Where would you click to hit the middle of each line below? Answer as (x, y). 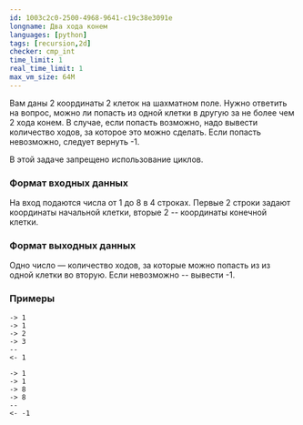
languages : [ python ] (49, 35)
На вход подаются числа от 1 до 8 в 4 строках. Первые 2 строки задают (150, 203)
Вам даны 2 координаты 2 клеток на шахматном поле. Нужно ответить (148, 103)
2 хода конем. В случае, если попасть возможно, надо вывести (134, 122)
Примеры (32, 299)
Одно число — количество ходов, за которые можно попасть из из (140, 266)
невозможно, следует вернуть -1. (75, 141)
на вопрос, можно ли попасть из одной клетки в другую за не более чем (152, 112)
